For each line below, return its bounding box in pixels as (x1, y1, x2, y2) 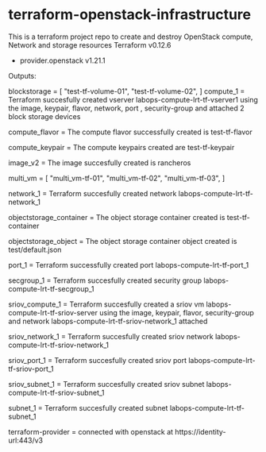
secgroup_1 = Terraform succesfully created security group (8, 276, 202, 285)
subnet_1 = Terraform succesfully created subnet (8, 403, 168, 412)
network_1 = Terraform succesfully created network (8, 188, 177, 198)
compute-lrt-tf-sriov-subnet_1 (8, 388, 105, 397)
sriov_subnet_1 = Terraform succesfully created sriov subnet (8, 379, 205, 388)
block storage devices (8, 111, 81, 121)
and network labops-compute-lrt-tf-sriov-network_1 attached (8, 316, 208, 326)
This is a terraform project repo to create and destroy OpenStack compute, (8, 32, 253, 41)
